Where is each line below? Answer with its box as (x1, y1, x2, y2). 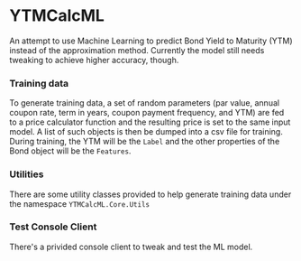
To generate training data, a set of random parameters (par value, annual (9, 98, 280, 108)
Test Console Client (9, 220, 97, 233)
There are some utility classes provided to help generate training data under (9, 189, 292, 200)
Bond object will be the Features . (9, 145, 132, 156)
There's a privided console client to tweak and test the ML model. (9, 241, 253, 252)
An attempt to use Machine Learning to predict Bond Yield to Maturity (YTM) (9, 35, 293, 46)
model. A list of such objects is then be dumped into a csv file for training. (9, 126, 284, 137)
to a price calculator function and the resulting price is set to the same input (9, 117, 291, 127)
